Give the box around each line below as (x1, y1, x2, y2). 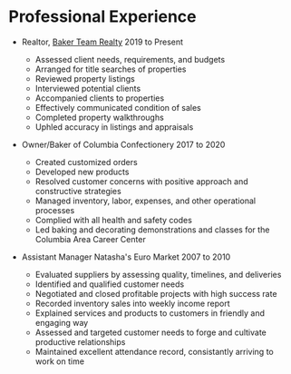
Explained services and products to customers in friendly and (34, 307, 265, 319)
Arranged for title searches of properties (34, 64, 187, 74)
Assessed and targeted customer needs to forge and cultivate (34, 327, 267, 338)
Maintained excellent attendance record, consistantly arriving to (34, 346, 274, 357)
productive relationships (34, 336, 126, 347)
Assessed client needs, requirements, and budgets (34, 54, 226, 64)
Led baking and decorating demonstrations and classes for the (34, 224, 270, 235)
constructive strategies (34, 185, 121, 196)
